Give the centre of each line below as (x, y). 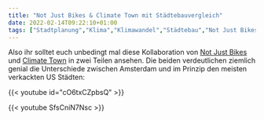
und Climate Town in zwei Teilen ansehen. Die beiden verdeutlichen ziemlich (132, 60)
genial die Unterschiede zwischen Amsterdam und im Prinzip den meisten (128, 69)
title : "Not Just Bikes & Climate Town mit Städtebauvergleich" (115, 15)
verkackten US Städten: (46, 77)
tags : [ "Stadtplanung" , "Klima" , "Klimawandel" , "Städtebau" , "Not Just (123, 30)
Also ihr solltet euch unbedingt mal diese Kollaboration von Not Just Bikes (128, 53)
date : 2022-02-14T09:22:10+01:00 (63, 23)
